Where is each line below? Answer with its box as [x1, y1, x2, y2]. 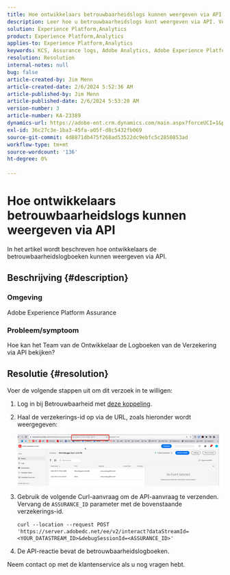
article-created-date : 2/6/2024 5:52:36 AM [7, 83, 133, 90]
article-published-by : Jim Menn [7, 90, 99, 97]
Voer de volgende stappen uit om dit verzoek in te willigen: [7, 386, 173, 394]
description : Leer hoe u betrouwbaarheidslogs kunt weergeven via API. [7, 18, 216, 25]
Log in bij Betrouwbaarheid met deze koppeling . [16, 400, 153, 408]
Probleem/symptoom [7, 326, 79, 335]
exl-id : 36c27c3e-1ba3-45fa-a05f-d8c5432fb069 [7, 127, 142, 134]
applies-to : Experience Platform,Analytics [7, 40, 133, 47]
